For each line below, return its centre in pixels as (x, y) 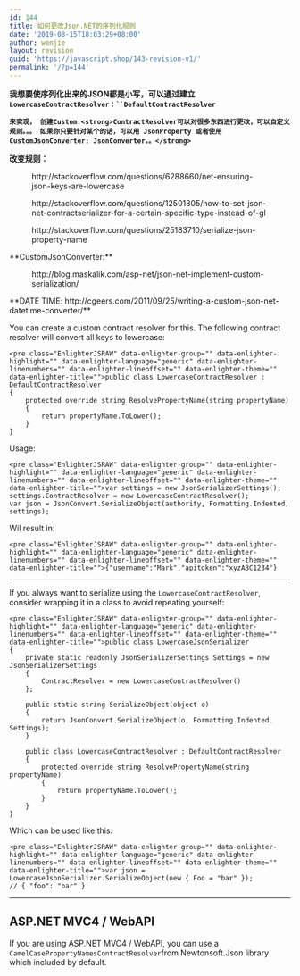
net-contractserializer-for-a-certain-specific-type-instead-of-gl (149, 213)
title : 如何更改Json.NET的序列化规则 (73, 26)
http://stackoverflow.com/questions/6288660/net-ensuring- (142, 176)
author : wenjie (37, 42)
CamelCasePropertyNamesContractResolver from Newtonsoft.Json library (139, 953)
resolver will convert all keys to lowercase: (87, 337)
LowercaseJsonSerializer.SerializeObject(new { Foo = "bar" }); (131, 878)
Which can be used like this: (61, 830)
